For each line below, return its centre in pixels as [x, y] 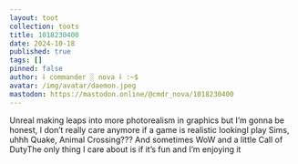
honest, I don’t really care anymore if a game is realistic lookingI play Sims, [149, 129]
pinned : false [36, 69]
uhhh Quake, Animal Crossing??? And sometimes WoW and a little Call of [146, 139]
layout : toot [34, 18]
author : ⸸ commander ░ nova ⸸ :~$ [74, 77]
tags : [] [26, 60]
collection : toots [44, 26]
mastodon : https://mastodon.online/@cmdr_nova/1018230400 [122, 94]
